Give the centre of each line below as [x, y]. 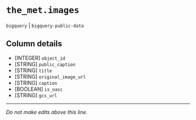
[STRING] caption [36, 83]
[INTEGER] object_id [40, 58]
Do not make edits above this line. [47, 112]
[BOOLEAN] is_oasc [38, 89]
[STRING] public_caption [45, 64]
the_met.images [43, 10]
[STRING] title [33, 70]
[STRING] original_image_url [50, 76]
